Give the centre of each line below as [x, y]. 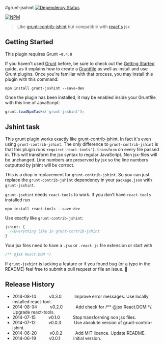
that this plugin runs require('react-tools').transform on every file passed [82, 149]
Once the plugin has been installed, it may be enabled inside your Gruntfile [81, 97]
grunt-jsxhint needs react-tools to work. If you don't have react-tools [78, 194]
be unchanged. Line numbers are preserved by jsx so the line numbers [77, 159]
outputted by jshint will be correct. [40, 165]
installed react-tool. [32, 301]
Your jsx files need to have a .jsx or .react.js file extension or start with [79, 246]
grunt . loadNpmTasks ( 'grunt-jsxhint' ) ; [45, 111]
